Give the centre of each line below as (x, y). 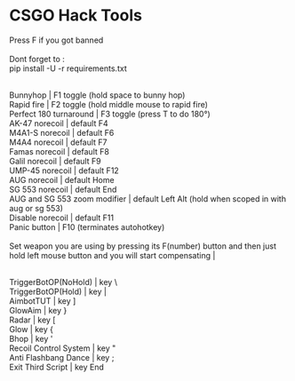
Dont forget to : (37, 59)
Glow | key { (31, 329)
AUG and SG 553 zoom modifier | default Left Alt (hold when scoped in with (148, 198)
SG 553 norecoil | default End (63, 189)
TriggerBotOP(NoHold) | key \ (64, 282)
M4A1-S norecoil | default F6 (62, 132)
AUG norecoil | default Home (62, 179)
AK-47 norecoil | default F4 (59, 123)
